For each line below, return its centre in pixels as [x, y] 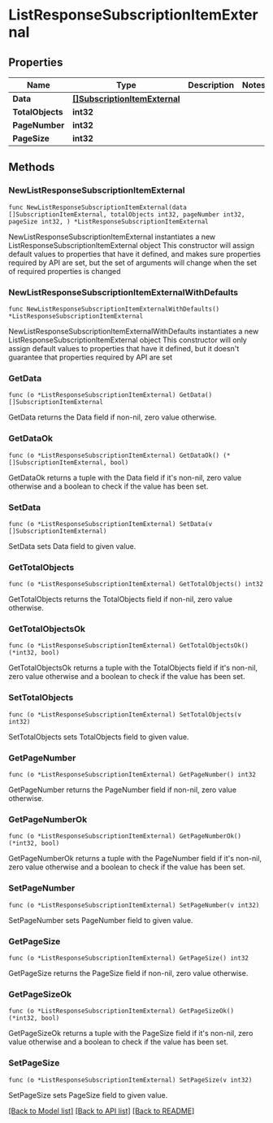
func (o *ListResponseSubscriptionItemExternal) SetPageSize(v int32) [130, 1080]
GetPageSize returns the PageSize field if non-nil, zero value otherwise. [128, 973]
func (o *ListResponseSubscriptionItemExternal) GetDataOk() [114, 455]
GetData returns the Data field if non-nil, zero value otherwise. [113, 417]
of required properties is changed [65, 271]
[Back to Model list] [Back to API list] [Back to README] [102, 1111]
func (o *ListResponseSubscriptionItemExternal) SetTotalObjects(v [125, 714]
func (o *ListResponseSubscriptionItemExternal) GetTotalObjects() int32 [136, 584]
